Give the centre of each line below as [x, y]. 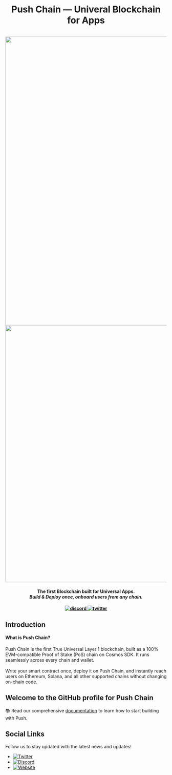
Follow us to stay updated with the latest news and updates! [68, 746]
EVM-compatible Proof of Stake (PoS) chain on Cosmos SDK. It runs [77, 654]
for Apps [86, 20]
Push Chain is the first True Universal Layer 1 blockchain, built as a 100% [82, 649]
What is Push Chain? [28, 638]
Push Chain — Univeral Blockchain [86, 9]
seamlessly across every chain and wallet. [50, 660]
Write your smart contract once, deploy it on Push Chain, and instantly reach [86, 671]
